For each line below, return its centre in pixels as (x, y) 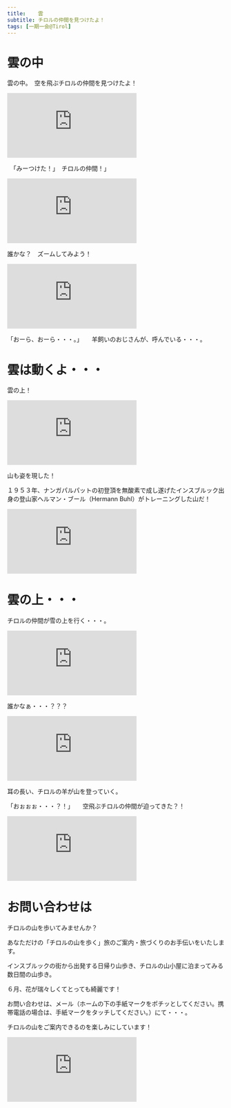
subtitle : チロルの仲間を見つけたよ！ (56, 20)
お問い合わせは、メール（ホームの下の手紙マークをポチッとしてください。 (113, 1004)
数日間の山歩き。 (31, 975)
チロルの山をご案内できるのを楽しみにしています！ (80, 1027)
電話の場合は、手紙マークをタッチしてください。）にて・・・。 (102, 1013)
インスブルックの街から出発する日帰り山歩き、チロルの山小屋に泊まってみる (115, 966)
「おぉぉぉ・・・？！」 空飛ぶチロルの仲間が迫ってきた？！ (96, 806)
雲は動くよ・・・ (56, 370)
